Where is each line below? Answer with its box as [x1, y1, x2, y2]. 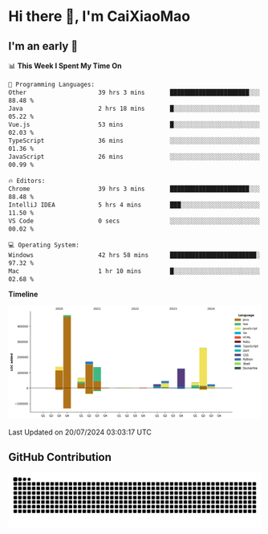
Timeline [8, 289, 39, 299]
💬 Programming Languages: [8, 80, 95, 88]
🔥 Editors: [8, 177, 46, 185]
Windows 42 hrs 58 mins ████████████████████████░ [8, 251, 261, 259]
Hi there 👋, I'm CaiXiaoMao [8, 7, 191, 26]
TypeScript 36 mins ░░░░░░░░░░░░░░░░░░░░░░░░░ [8, 137, 261, 145]
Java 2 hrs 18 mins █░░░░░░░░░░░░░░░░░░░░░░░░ [8, 104, 261, 112]
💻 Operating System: [8, 241, 80, 249]
